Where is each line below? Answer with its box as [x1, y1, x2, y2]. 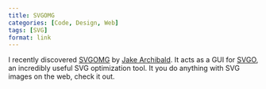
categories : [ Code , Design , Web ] [8, 19, 119, 27]
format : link [8, 33, 52, 42]
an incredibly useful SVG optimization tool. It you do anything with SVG [8, 64, 241, 73]
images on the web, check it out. [8, 72, 115, 81]
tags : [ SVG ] [8, 26, 48, 34]
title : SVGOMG [8, 11, 56, 20]
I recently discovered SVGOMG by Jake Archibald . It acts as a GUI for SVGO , [8, 55, 259, 65]
